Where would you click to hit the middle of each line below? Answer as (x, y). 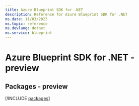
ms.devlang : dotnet (25, 28)
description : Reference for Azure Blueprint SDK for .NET (66, 14)
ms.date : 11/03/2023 (27, 19)
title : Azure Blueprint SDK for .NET (44, 10)
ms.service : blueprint (29, 33)
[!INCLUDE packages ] (28, 98)
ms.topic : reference (27, 24)
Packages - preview (36, 86)
